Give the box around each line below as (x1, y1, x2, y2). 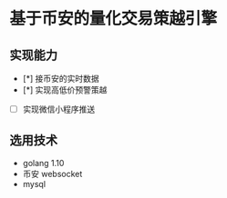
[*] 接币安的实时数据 (22, 74, 99, 84)
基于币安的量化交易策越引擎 (9, 8, 218, 29)
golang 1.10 (22, 157, 65, 168)
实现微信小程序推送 (22, 104, 96, 114)
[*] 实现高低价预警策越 (22, 84, 108, 95)
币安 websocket (22, 168, 83, 179)
